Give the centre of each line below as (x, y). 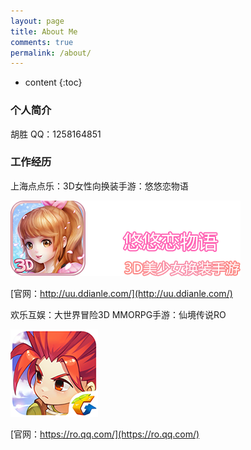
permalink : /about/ (51, 53)
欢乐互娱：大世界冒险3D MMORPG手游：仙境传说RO (118, 314)
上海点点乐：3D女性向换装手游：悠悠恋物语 (99, 186)
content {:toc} (53, 82)
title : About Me (44, 31)
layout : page (37, 21)
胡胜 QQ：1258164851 (56, 134)
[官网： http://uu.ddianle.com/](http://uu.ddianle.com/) (121, 293)
